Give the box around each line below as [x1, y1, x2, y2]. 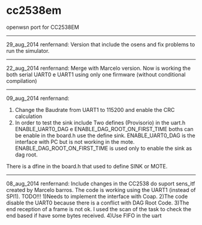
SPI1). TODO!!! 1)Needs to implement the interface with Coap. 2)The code [6, 193, 188, 200]
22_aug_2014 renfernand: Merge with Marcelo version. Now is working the [6, 64, 191, 72]
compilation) [6, 77, 37, 84]
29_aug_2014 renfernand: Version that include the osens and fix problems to [6, 40, 195, 48]
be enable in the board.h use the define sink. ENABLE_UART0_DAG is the [14, 132, 195, 139]
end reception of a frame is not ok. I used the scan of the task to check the [6, 205, 191, 212]
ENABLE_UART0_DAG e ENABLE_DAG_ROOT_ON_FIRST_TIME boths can [14, 125, 194, 132]
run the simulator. [6, 47, 50, 54]
